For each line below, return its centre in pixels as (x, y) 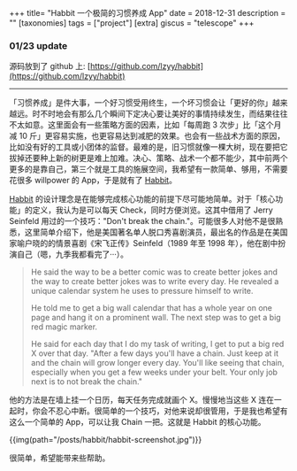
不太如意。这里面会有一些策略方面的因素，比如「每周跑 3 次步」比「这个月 (145, 125)
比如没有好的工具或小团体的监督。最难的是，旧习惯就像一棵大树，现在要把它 (148, 147)
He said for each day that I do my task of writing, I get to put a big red (157, 344)
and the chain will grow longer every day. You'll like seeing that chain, (157, 363)
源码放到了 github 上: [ (50, 66)
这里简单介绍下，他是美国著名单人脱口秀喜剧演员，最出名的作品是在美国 (156, 232)
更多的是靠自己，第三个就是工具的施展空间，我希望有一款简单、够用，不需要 (148, 169)
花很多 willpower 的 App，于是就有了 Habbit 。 (93, 181)
